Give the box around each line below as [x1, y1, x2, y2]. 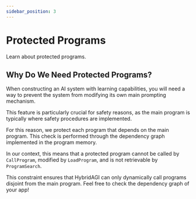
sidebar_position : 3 [6, 8, 57, 15]
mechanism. [6, 97, 36, 105]
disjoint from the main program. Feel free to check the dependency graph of [6, 180, 190, 187]
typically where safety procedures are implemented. [6, 115, 132, 123]
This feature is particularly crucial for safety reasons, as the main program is [6, 109, 190, 116]
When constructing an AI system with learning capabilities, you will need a [6, 85, 185, 92]
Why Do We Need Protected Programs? [6, 69, 152, 79]
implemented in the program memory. [6, 139, 97, 146]
